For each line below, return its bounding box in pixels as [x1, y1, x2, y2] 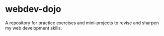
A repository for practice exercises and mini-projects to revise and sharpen [5, 20, 159, 26]
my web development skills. [5, 25, 62, 31]
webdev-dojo [5, 3, 61, 15]
